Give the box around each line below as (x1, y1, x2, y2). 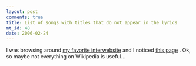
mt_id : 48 (6, 25, 31, 31)
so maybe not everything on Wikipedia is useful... (6, 53, 126, 60)
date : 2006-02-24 (6, 31, 49, 37)
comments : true (6, 14, 44, 20)
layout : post (6, 8, 38, 15)
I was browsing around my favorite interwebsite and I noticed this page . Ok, (6, 47, 191, 54)
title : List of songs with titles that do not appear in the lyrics (6, 19, 178, 25)
